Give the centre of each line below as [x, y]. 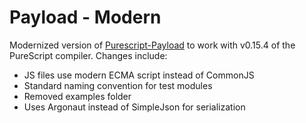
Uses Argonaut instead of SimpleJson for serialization [134, 107]
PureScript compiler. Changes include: [88, 55]
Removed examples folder [77, 96]
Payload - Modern [85, 17]
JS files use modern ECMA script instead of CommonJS [139, 75]
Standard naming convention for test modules [118, 85]
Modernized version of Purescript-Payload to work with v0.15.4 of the [152, 45]
